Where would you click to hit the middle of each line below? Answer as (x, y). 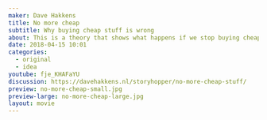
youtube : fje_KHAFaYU (44, 74)
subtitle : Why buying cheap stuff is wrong (81, 30)
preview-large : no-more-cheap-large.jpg (76, 96)
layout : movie (32, 103)
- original (33, 60)
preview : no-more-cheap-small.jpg (66, 89)
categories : (28, 52)
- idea (26, 67)
